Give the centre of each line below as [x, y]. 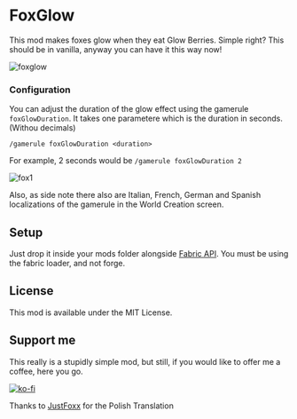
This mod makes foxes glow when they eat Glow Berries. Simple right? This [147, 40]
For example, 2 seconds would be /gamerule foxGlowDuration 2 [125, 161]
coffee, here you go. [46, 371]
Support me [43, 340]
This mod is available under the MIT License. [91, 312]
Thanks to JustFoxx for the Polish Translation [92, 406]
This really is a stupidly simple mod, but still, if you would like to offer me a [145, 361]
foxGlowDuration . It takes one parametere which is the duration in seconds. [146, 119]
